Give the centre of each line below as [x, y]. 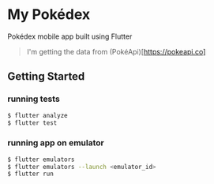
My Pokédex [49, 15]
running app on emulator [56, 143]
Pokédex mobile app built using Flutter [70, 36]
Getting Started [46, 77]
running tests [34, 99]
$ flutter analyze [38, 115]
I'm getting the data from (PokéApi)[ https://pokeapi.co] [116, 51]
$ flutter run [31, 174]
